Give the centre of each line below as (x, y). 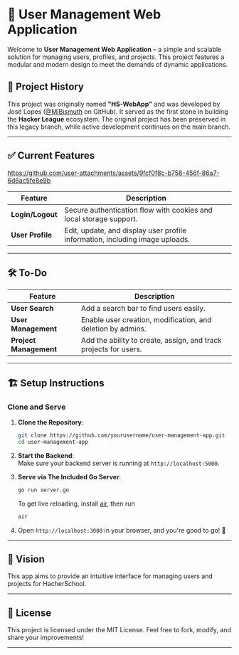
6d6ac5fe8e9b (29, 180)
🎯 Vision (26, 559)
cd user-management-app (53, 442)
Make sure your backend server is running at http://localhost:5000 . (118, 463)
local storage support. (101, 218)
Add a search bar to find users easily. (143, 309)
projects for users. (111, 349)
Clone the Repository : (51, 422)
